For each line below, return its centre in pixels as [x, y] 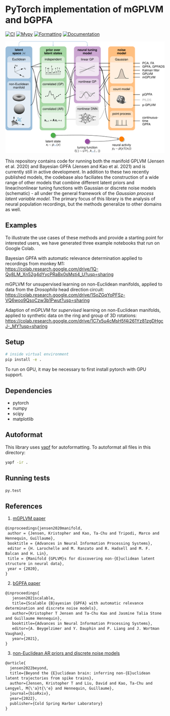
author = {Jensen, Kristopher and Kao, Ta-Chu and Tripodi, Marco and [83, 533]
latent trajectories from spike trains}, [50, 679]
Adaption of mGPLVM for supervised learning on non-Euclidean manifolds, [83, 310]
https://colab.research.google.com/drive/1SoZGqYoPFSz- [65, 295]
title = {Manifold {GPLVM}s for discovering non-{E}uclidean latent [81, 559]
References [24, 506]
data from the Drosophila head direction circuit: [55, 289]
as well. [13, 209]
